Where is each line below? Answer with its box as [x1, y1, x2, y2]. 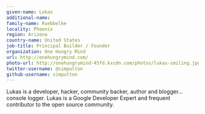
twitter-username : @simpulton [6, 65, 84, 72]
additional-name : [6, 15, 51, 21]
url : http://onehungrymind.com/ [6, 54, 88, 60]
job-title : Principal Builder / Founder [6, 43, 111, 49]
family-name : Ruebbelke [6, 20, 67, 26]
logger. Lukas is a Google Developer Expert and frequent [27, 94, 171, 102]
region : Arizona [6, 32, 48, 38]
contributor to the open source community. [6, 101, 115, 109]
